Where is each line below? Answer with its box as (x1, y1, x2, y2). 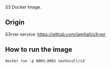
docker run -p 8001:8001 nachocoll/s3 (5, 58, 85, 63)
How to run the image (5, 45, 73, 54)
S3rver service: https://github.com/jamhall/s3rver (5, 31, 106, 37)
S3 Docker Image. (5, 4, 42, 10)
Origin (5, 18, 25, 26)
